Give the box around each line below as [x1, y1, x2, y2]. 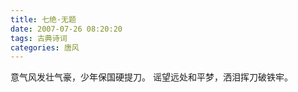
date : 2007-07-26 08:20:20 [10, 24, 123, 34]
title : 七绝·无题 [10, 14, 77, 25]
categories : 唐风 [10, 42, 80, 53]
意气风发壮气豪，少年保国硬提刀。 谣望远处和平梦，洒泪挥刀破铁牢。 [10, 71, 293, 83]
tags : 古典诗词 [10, 33, 68, 43]
